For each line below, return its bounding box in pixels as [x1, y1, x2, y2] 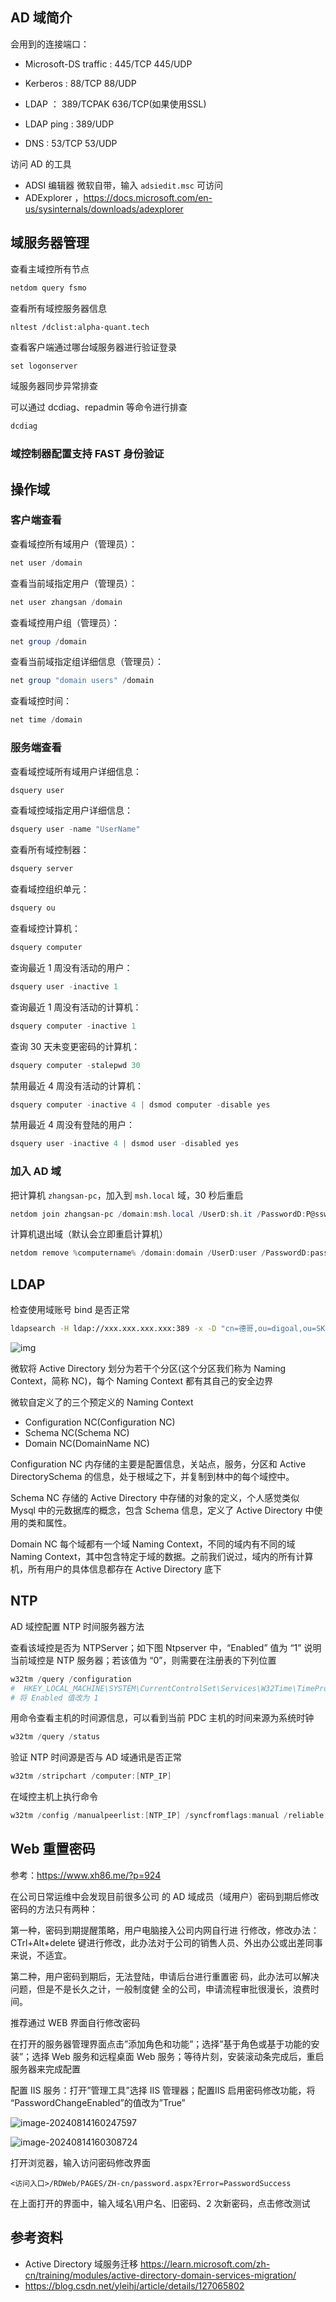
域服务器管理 [10, 234, 90, 252]
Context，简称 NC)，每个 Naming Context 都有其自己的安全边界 [10, 1375, 273, 1387]
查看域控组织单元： [10, 883, 90, 895]
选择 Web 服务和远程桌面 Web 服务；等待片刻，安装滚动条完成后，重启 [31, 2050, 325, 2062]
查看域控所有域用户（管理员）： [10, 538, 138, 550]
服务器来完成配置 [10, 2063, 81, 2075]
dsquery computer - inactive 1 [10, 1021, 137, 1031]
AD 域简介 [10, 9, 73, 27]
